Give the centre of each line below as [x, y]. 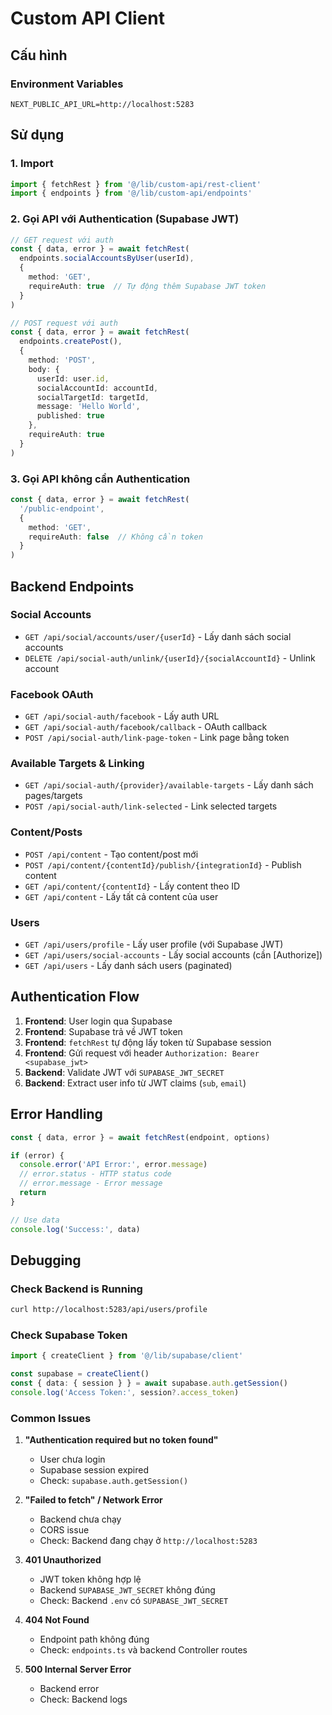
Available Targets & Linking [77, 764]
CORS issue [64, 1530]
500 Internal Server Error [78, 1669]
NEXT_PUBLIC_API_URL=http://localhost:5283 [102, 104]
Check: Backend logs [83, 1699]
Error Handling [56, 1114]
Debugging [46, 1260]
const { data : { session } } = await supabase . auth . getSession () [149, 1383]
